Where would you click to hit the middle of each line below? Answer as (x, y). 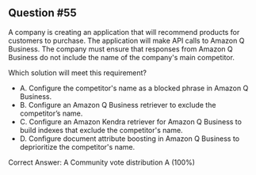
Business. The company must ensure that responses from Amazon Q (120, 49)
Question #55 (42, 13)
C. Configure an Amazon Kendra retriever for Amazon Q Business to (130, 121)
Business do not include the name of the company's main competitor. (122, 57)
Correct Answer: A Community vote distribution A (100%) (102, 162)
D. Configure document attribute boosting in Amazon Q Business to (130, 139)
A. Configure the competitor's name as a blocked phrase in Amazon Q (134, 88)
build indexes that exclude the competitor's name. (101, 130)
